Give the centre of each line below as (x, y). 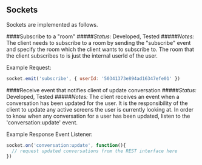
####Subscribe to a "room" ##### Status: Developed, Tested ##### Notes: (100, 36)
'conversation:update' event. (42, 122)
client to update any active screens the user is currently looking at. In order (100, 109)
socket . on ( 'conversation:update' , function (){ (66, 145)
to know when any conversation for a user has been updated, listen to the (98, 116)
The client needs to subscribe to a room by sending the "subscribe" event (99, 42)
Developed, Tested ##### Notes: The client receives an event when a (93, 96)
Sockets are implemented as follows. (52, 24)
